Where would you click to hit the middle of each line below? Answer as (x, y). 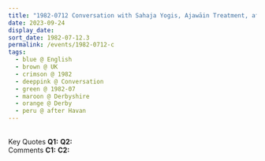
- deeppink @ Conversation (60, 81)
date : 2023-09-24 (37, 23)
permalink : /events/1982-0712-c (61, 45)
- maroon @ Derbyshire (52, 96)
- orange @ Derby (44, 103)
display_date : (32, 30)
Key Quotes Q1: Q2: (40, 142)
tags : (17, 52)
